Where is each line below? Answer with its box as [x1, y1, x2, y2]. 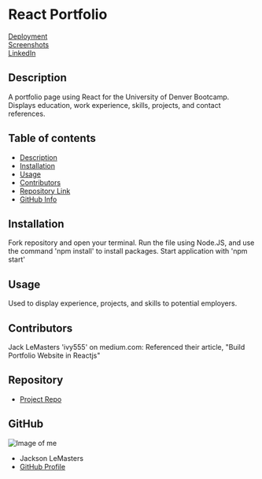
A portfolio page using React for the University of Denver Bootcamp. [8, 92, 230, 102]
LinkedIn [8, 48, 36, 58]
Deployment [8, 32, 48, 41]
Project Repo [19, 394, 62, 403]
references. [8, 109, 46, 118]
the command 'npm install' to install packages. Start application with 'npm [8, 247, 248, 256]
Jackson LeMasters [19, 453, 84, 462]
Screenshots [8, 39, 50, 49]
